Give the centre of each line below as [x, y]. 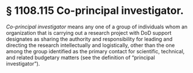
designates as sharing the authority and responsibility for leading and [90, 39]
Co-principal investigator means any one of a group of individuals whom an [97, 27]
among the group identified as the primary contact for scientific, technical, [95, 51]
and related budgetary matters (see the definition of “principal [81, 57]
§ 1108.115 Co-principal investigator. [95, 11]
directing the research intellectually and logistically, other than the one [90, 45]
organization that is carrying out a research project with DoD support [89, 32]
